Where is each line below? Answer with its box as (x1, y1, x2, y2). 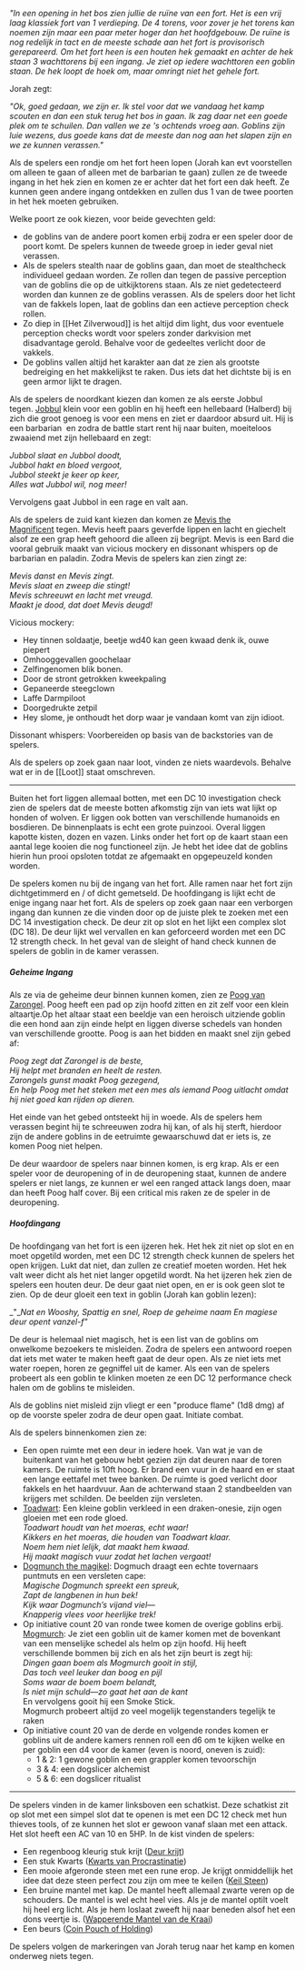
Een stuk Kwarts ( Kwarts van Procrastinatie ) (22, 1855, 187, 1866)
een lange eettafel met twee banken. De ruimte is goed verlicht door (22, 1473, 278, 1484)
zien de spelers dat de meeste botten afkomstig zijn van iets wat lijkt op (9, 802, 277, 813)
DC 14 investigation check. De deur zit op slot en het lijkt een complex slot (9, 917, 287, 927)
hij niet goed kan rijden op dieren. (9, 1093, 135, 1104)
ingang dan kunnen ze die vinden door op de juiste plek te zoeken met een (9, 907, 289, 918)
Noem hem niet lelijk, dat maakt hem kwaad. (22, 1541, 191, 1552)
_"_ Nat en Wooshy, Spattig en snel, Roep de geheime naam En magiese (9, 1306, 279, 1317)
